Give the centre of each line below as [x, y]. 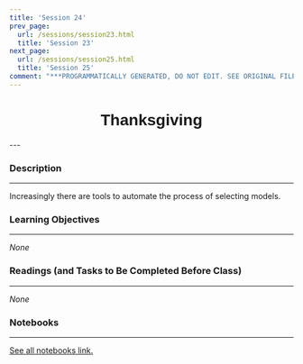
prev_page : [30, 26]
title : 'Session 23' [56, 43]
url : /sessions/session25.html [76, 59]
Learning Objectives [55, 219]
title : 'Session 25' [56, 68]
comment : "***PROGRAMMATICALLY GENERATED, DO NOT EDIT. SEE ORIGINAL [143, 77]
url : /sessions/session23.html [76, 34]
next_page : [30, 51]
